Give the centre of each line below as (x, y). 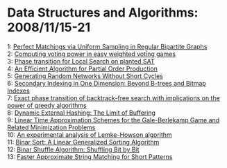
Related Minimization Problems (51, 127)
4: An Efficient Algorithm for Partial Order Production (83, 68)
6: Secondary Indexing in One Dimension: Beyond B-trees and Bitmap (107, 83)
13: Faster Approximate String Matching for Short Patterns (90, 156)
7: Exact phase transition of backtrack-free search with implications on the (113, 97)
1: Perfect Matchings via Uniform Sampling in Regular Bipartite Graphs (107, 46)
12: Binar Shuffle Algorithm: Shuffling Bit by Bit (74, 149)
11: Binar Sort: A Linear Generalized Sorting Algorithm (83, 142)
